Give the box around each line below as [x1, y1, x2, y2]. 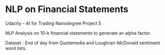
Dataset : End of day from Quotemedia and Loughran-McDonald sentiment [5, 39, 160, 46]
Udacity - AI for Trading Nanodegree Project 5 [5, 20, 101, 26]
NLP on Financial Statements [5, 4, 129, 15]
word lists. [5, 45, 27, 51]
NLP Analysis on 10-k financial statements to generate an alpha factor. [5, 30, 151, 36]
